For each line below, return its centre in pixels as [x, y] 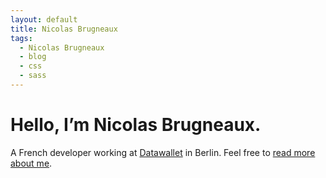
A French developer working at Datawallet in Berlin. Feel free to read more [163, 152]
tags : [21, 38]
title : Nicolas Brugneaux [64, 29]
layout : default [44, 19]
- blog [33, 57]
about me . [31, 163]
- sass [33, 76]
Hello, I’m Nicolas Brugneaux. [136, 125]
